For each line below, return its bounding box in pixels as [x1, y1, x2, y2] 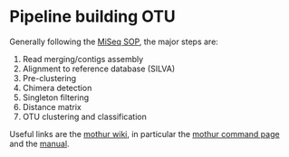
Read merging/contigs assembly [22, 53, 144, 64]
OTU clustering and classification [22, 111, 147, 122]
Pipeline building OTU [9, 6, 177, 27]
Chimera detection [22, 82, 92, 93]
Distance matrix [22, 101, 82, 112]
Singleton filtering [22, 92, 90, 103]
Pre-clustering [22, 72, 77, 83]
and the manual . [9, 138, 70, 149]
